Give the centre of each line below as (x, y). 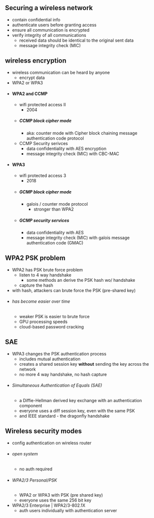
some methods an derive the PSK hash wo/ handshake (81, 280)
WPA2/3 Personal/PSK (34, 480)
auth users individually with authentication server (68, 511)
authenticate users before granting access (54, 25)
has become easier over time (41, 301)
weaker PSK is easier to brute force (54, 316)
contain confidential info (36, 19)
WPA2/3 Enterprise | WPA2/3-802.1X (49, 505)
